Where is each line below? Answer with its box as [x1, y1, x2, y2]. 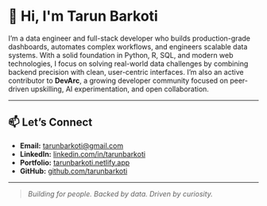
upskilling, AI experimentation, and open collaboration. [30, 84, 209, 94]
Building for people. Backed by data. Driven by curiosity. [27, 189, 213, 198]
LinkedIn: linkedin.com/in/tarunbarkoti [19, 149, 145, 158]
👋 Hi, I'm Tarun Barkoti [8, 7, 159, 25]
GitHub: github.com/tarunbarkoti [19, 166, 128, 176]
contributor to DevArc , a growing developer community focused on [8, 76, 229, 85]
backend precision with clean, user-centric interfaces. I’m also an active [8, 67, 244, 76]
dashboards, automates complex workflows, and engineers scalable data [8, 41, 248, 51]
